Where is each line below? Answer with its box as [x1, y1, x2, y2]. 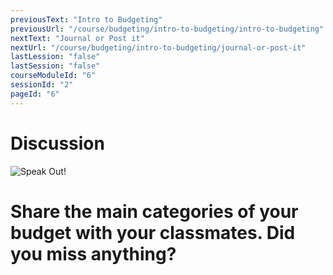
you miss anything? [10, 242, 177, 265]
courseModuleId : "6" [10, 71, 97, 81]
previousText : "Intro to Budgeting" [10, 14, 163, 25]
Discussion [10, 132, 105, 155]
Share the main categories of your [10, 200, 299, 223]
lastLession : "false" [10, 52, 101, 62]
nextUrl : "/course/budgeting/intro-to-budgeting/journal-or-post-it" [10, 42, 307, 53]
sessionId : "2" [10, 80, 74, 90]
